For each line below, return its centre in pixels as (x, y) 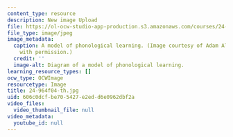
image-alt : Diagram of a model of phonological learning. (99, 65)
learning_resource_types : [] (49, 71)
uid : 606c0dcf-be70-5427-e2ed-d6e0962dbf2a (71, 98)
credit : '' (29, 59)
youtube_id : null (38, 123)
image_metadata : (31, 39)
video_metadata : (31, 116)
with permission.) (46, 53)
